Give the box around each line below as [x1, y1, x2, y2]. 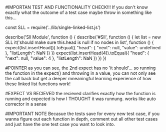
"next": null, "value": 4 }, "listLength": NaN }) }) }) [5, 55, 106, 61]
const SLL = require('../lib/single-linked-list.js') [5, 24, 101, 30]
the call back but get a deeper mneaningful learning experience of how [5, 76, 151, 81]
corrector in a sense [5, 101, 46, 107]
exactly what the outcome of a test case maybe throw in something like [5, 9, 152, 15]
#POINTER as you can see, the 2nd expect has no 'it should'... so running [5, 65, 156, 71]
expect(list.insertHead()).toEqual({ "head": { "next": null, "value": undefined [5, 45, 161, 50]
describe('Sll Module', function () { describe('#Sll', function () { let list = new [5, 34, 161, 40]
